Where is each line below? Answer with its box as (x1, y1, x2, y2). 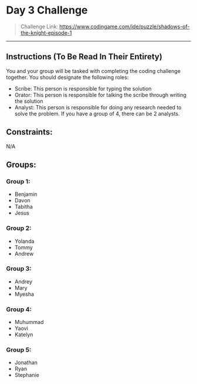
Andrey (14, 278, 33, 285)
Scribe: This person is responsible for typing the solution (14, 85, 152, 92)
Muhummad (14, 319, 44, 326)
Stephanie (14, 372, 39, 379)
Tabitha (14, 203, 33, 211)
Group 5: (6, 346, 32, 354)
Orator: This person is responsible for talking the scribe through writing (14, 91, 186, 98)
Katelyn (14, 331, 33, 338)
